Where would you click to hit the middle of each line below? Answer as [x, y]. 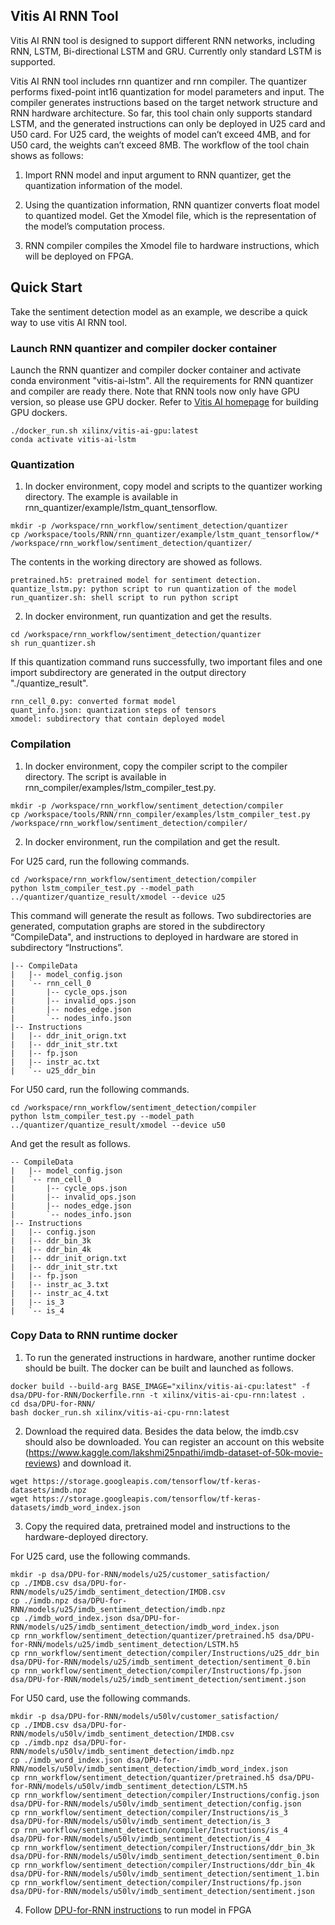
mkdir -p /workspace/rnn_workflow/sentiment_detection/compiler [147, 805]
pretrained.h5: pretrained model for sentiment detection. [136, 580]
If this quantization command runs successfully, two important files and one [166, 662]
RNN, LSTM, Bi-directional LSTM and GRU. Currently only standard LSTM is [166, 51]
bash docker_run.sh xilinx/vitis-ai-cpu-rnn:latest [120, 1412]
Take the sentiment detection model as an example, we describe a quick [159, 311]
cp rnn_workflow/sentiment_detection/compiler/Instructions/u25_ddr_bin [165, 1653]
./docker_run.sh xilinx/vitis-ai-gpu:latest [104, 430]
